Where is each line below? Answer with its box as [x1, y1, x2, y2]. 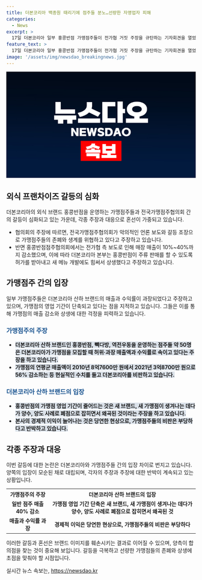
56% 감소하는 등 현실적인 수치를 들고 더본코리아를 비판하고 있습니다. [14, 371, 175, 378]
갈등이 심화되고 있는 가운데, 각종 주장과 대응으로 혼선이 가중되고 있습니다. [12, 216, 185, 223]
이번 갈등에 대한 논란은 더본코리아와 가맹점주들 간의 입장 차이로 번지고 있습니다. [6, 461, 192, 468]
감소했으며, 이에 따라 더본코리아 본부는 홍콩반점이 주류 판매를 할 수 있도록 [21, 251, 194, 258]
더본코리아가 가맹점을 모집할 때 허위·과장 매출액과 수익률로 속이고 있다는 [20, 349, 188, 356]
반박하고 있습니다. [26, 425, 68, 432]
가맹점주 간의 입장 [6, 278, 69, 288]
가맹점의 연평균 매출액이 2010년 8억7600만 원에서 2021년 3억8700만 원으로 [14, 364, 196, 371]
